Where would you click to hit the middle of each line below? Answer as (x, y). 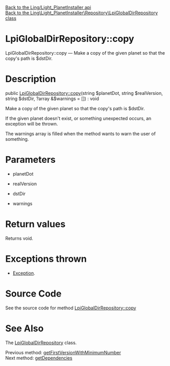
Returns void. (19, 238)
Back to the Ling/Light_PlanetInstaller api (48, 7)
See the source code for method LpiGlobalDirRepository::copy (71, 308)
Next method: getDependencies (39, 358)
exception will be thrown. (32, 124)
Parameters (31, 160)
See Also (25, 328)
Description (31, 79)
